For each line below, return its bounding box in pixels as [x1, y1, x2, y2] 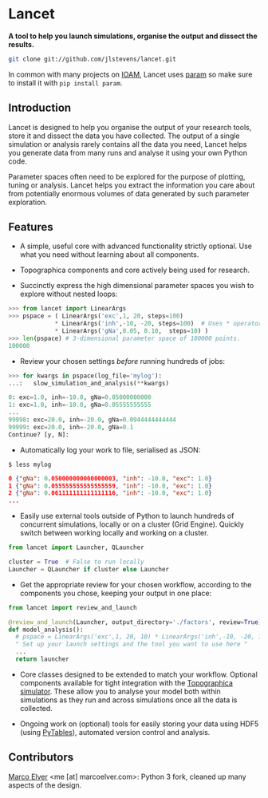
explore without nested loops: [19, 289, 118, 299]
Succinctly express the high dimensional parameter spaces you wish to [19, 281, 254, 290]
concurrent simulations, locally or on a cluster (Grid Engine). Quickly [19, 519, 245, 529]
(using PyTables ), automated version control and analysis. [19, 727, 211, 737]
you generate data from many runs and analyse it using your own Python [8, 148, 247, 157]
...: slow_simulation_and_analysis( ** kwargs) [8, 379, 170, 387]
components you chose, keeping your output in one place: [19, 588, 212, 598]
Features [8, 220, 53, 234]
